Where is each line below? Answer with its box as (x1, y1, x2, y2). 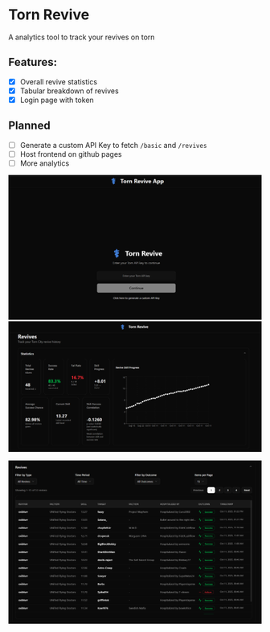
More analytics (19, 158, 70, 168)
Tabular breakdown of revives (19, 86, 119, 96)
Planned (8, 119, 51, 133)
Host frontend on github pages (19, 149, 122, 158)
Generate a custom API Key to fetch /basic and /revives (19, 140, 207, 150)
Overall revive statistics (19, 76, 98, 86)
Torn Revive (8, 6, 90, 24)
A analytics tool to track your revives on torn (8, 32, 155, 42)
